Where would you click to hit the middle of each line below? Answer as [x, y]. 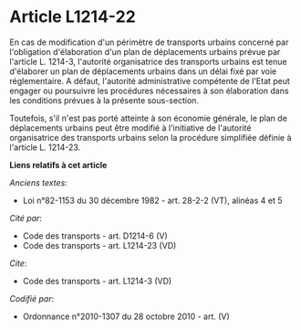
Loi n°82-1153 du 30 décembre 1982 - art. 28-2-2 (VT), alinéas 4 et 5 [152, 200]
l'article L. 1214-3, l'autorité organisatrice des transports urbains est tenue [148, 61]
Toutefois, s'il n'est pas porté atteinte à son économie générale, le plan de [148, 118]
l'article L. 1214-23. [45, 147]
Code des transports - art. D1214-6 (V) [95, 236]
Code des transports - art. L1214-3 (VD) [97, 281]
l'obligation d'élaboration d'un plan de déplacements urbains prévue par [145, 51]
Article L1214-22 [73, 17]
